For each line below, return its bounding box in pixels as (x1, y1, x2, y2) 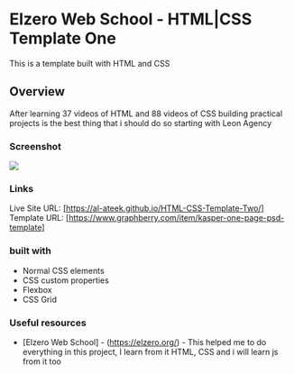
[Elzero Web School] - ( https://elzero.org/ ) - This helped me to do (22, 336, 267, 347)
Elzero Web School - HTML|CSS (9, 9, 253, 30)
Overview (9, 84, 66, 99)
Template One (9, 28, 117, 49)
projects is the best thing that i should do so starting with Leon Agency (9, 117, 272, 128)
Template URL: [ (9, 213, 69, 223)
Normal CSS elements (22, 265, 106, 276)
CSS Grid (22, 294, 57, 305)
